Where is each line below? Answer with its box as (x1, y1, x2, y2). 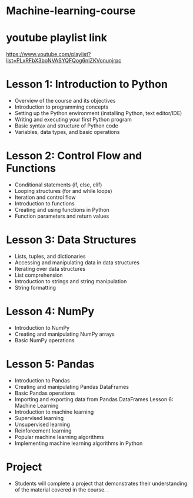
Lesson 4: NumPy (6, 305, 95, 318)
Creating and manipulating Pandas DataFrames (14, 383, 129, 390)
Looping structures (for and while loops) (14, 188, 113, 194)
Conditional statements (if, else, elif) (14, 181, 102, 188)
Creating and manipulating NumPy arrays (14, 330, 115, 338)
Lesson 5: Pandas (6, 358, 95, 371)
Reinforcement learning (14, 427, 72, 434)
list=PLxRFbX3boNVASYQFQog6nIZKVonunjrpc (6, 57, 122, 64)
